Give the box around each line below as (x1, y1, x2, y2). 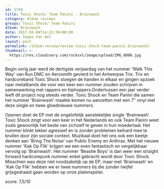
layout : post (5, 39, 32, 44)
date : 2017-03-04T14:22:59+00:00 (5, 30, 73, 35)
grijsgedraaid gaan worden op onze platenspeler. (5, 169, 104, 175)
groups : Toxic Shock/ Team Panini (5, 21, 76, 26)
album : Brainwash (5, 25, 41, 30)
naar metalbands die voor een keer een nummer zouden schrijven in (5, 82, 143, 88)
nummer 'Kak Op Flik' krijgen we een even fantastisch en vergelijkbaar (5, 143, 148, 149)
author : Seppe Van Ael (5, 35, 51, 40)
